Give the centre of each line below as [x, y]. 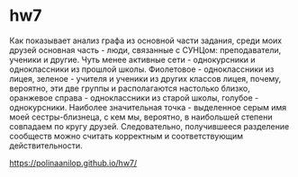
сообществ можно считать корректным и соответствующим [126, 136]
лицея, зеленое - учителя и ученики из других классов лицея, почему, [145, 78]
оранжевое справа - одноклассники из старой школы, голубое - [134, 97]
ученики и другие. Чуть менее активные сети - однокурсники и [132, 59]
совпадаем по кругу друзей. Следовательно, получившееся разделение [149, 126]
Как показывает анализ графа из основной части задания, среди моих [145, 40]
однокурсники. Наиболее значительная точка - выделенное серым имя [148, 107]
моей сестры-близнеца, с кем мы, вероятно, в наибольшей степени [141, 117]
